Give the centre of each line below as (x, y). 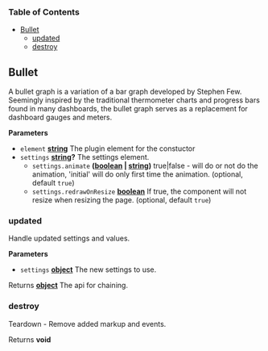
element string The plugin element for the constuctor (107, 148)
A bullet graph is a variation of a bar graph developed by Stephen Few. (125, 92)
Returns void (30, 339)
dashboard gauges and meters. (60, 117)
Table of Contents (44, 12)
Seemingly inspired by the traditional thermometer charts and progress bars (134, 100)
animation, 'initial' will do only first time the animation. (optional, (137, 174)
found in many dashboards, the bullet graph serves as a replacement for (128, 109)
